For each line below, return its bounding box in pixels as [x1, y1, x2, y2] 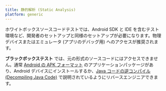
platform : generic [5, 12, 43, 17]
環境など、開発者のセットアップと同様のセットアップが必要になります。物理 [5, 32, 162, 38]
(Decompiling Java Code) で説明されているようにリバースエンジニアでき [5, 74, 154, 80]
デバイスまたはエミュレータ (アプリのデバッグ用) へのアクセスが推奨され [5, 38, 154, 45]
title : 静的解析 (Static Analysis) [5, 7, 76, 12]
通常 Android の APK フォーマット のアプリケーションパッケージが [13, 62, 150, 68]
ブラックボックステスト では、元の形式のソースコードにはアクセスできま [5, 55, 154, 61]
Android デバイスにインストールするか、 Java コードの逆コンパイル [13, 68, 151, 74]
